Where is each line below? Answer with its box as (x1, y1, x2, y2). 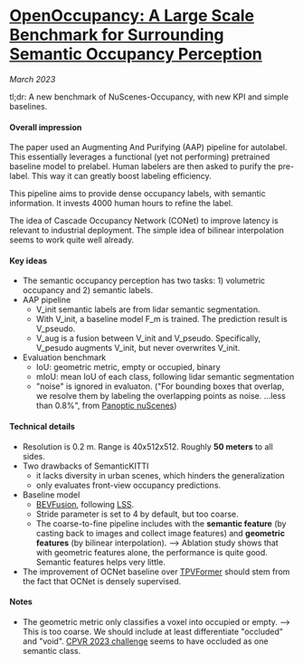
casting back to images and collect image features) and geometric (35, 527, 285, 538)
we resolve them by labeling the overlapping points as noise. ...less (35, 391, 287, 402)
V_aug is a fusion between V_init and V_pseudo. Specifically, (35, 333, 260, 344)
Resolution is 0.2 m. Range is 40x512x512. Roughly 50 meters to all (22, 440, 273, 452)
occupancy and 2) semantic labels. (22, 285, 154, 296)
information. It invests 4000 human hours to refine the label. (9, 198, 233, 209)
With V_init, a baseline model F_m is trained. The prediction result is (35, 314, 288, 325)
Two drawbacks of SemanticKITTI (22, 460, 149, 471)
